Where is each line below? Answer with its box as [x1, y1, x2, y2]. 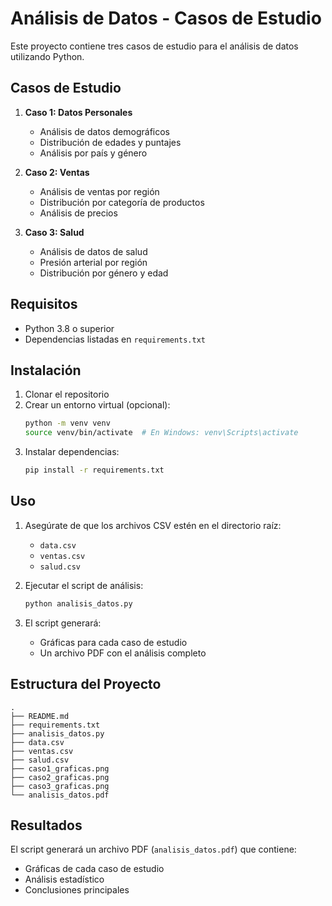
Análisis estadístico [24, 873, 105, 886]
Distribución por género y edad [39, 267, 169, 279]
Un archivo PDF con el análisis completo [39, 647, 207, 659]
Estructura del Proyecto [10, 676, 162, 693]
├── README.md [10, 711, 70, 721]
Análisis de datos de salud [39, 245, 148, 257]
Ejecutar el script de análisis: [24, 579, 144, 591]
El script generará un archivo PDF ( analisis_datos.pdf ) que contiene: [10, 843, 297, 856]
